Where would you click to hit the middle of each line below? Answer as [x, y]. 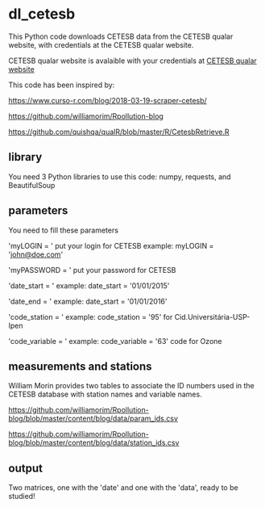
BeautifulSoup [32, 185]
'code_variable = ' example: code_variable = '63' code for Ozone [115, 341]
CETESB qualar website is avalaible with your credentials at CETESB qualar [133, 61]
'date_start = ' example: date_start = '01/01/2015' [89, 285]
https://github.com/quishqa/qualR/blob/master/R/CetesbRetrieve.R [119, 132]
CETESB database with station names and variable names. [106, 394]
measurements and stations [80, 366]
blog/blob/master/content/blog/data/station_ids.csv [94, 443]
